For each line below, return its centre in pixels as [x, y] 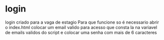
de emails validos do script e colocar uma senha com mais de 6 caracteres [81, 32]
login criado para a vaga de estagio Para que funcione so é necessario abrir [82, 22]
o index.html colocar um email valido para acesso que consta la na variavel [81, 27]
